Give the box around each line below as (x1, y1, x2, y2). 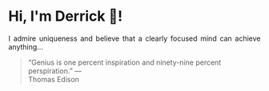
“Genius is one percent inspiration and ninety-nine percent (27, 57, 222, 67)
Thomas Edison (27, 74, 80, 84)
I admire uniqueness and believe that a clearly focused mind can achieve (8, 34, 261, 43)
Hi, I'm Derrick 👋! (8, 7, 122, 26)
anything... (8, 42, 44, 51)
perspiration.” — (27, 65, 82, 75)
